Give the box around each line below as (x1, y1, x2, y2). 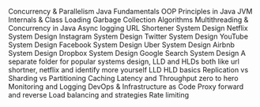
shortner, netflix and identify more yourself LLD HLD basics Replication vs (8, 65, 249, 74)
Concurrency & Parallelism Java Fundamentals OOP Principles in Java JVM (8, 7, 253, 16)
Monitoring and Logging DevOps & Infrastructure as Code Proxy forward (8, 82, 244, 91)
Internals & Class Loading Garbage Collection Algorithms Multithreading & (8, 15, 249, 24)
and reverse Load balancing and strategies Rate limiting (8, 90, 190, 99)
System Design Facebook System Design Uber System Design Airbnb (8, 40, 235, 50)
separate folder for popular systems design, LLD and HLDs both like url (8, 57, 239, 66)
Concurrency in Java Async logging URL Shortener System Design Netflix (8, 24, 248, 32)
